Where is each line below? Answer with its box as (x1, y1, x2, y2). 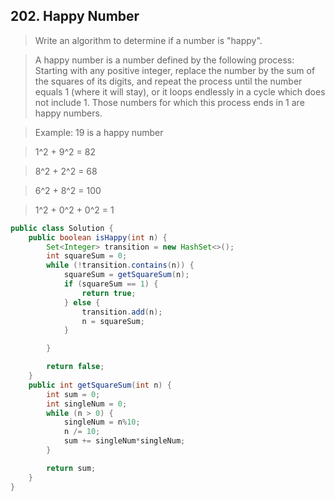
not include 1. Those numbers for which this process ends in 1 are (34, 96, 305, 108)
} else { (63, 297, 101, 308)
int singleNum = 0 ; (46, 399, 128, 409)
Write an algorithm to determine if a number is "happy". (34, 34, 263, 46)
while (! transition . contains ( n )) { (46, 260, 195, 271)
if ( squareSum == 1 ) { (63, 279, 159, 289)
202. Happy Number (10, 8, 140, 25)
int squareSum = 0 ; (46, 251, 128, 261)
